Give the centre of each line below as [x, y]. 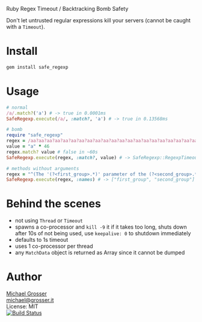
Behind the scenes [54, 204]
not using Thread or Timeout [49, 221]
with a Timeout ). [26, 27]
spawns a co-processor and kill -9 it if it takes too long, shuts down [101, 227]
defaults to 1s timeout [41, 240]
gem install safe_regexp [37, 67]
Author [24, 277]
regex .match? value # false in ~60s [52, 152]
